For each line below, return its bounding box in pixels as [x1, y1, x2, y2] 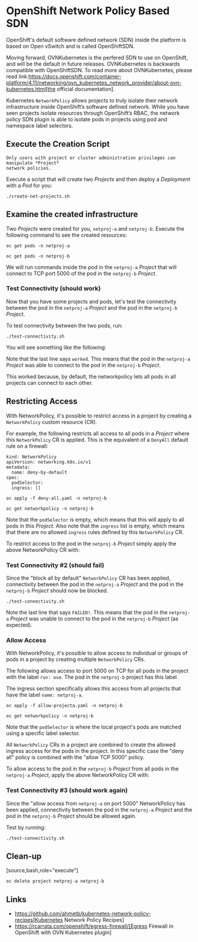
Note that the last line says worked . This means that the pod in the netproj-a [6, 355, 190, 362]
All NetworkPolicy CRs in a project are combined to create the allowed [6, 741, 176, 749]
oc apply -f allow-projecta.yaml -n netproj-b [6, 703, 123, 709]
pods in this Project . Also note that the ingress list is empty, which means [6, 522, 185, 529]
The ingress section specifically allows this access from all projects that [6, 685, 181, 692]
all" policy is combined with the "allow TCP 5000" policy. [6, 754, 145, 761]
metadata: [6, 464, 31, 470]
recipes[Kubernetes [14, 917, 63, 924]
